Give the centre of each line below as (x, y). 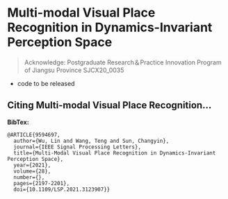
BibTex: (18, 122)
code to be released (46, 83)
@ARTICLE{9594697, (34, 135)
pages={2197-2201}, (42, 183)
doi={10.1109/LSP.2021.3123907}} (62, 189)
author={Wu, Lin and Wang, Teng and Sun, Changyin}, (91, 141)
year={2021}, (32, 165)
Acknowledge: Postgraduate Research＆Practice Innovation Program (123, 62)
